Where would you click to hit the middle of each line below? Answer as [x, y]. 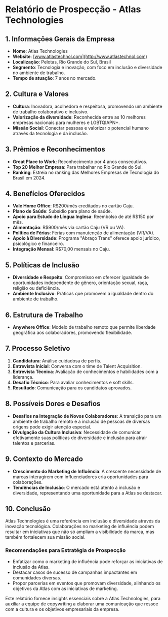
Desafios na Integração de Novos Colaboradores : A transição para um [87, 416]
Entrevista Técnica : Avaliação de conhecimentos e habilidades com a [85, 372]
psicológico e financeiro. [38, 244]
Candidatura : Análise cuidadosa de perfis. [57, 361]
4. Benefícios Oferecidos [45, 194]
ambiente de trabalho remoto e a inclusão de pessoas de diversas [81, 421]
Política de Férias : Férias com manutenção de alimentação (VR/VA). [83, 233]
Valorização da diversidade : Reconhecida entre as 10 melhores [79, 117]
